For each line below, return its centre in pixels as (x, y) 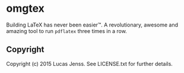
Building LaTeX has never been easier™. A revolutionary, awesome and (92, 25)
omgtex (25, 9)
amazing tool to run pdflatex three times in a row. (67, 31)
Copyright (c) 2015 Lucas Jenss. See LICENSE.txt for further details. (90, 64)
